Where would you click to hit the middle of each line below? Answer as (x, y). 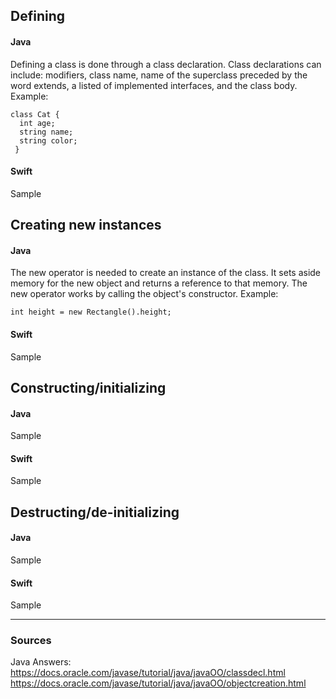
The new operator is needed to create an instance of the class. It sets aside (166, 273)
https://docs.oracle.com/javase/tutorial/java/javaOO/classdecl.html (148, 673)
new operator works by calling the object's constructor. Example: (144, 294)
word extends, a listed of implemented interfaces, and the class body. (154, 85)
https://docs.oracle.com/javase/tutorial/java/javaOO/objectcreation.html (158, 683)
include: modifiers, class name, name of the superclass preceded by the (159, 75)
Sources (31, 641)
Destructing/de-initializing (95, 512)
